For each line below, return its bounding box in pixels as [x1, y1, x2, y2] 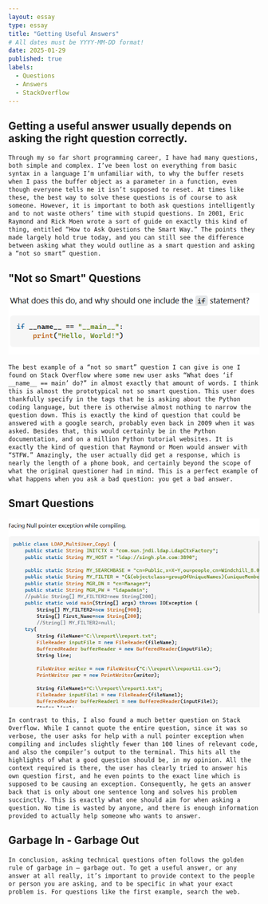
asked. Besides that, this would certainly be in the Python [8, 427, 216, 435]
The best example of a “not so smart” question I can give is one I [8, 363, 241, 371]
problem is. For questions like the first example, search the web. [8, 887, 241, 896]
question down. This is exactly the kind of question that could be [8, 411, 241, 419]
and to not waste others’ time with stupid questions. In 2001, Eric [8, 210, 245, 218]
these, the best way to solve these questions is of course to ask [8, 194, 238, 202]
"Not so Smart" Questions [8, 272, 141, 285]
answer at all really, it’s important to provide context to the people [8, 871, 255, 880]
